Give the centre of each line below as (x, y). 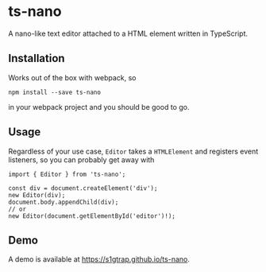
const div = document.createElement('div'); (83, 188)
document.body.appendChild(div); (64, 202)
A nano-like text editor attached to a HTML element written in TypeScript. (128, 33)
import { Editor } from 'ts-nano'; (67, 174)
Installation (37, 58)
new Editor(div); (37, 195)
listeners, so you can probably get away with (81, 159)
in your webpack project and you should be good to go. (99, 107)
